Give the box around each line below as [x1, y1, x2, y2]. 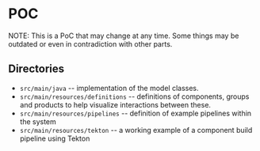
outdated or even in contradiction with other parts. [8, 39, 173, 48]
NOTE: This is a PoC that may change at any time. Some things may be [8, 31, 239, 40]
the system [19, 116, 57, 126]
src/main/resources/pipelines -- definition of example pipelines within [19, 108, 252, 118]
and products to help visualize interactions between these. [19, 100, 212, 109]
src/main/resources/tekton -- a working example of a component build [19, 125, 253, 134]
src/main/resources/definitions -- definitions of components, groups [19, 92, 250, 101]
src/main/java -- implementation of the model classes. [19, 83, 199, 92]
